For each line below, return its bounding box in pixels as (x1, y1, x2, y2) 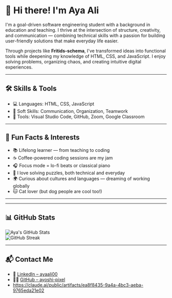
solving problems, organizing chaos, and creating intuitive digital (5, 58, 142, 64)
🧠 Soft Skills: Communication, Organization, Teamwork (12, 108, 128, 114)
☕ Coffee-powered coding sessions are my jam (12, 154, 113, 161)
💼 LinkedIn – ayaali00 (12, 271, 58, 278)
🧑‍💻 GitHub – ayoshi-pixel (12, 277, 66, 283)
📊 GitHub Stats (5, 213, 55, 222)
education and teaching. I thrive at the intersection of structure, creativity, (5, 27, 161, 33)
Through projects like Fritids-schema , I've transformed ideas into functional (5, 48, 166, 54)
